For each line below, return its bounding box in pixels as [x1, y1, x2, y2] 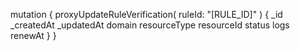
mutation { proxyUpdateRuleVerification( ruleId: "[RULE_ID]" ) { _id [10, 9, 283, 20]
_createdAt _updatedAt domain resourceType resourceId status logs [10, 19, 290, 31]
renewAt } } [10, 30, 57, 41]
